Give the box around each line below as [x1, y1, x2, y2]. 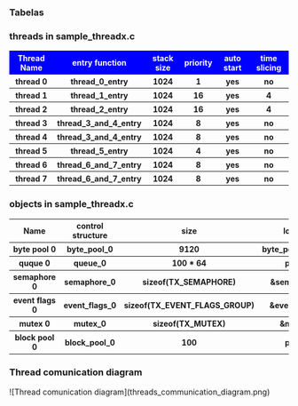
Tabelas [9, 6, 44, 19]
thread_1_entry [70, 90, 129, 100]
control [76, 220, 104, 232]
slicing [255, 62, 282, 73]
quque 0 [19, 258, 51, 268]
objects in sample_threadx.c [9, 198, 135, 211]
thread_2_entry [70, 104, 129, 115]
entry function [72, 58, 127, 68]
